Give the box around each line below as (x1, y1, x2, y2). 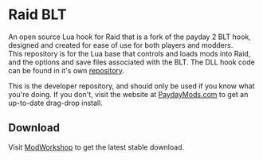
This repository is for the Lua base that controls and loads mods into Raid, (8, 49, 251, 58)
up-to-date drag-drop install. (8, 98, 104, 107)
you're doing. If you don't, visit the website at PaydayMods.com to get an (8, 89, 249, 99)
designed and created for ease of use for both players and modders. (8, 40, 234, 49)
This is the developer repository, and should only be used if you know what (8, 81, 255, 91)
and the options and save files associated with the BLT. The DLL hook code (8, 57, 255, 67)
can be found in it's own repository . (8, 65, 125, 75)
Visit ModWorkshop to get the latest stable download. (8, 142, 185, 152)
